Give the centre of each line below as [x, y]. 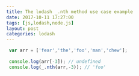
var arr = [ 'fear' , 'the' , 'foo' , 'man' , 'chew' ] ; [68, 51]
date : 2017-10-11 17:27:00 [40, 17]
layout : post [23, 28]
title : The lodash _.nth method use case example [70, 12]
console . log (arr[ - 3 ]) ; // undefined [55, 61]
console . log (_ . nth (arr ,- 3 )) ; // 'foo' [57, 67]
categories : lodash [31, 34]
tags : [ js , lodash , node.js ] [40, 23]
